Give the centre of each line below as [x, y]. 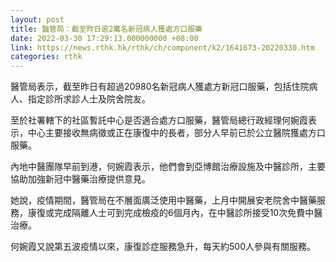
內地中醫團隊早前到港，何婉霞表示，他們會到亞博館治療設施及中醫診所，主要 [168, 167]
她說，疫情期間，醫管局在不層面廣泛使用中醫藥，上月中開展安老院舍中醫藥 [163, 200]
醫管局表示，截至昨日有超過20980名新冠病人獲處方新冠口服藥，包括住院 [160, 87]
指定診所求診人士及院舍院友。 [89, 99]
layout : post [37, 19]
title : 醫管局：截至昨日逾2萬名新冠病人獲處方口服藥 [106, 29]
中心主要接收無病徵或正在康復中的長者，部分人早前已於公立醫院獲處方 [172, 133]
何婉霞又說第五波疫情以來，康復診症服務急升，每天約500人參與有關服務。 [163, 247]
